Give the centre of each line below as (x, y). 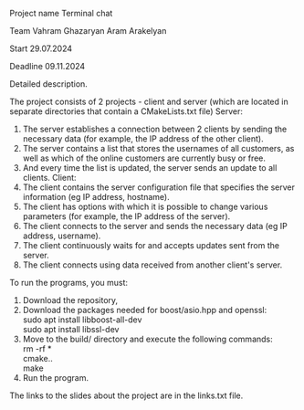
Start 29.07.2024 (41, 48)
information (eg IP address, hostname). (96, 197)
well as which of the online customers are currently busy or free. (144, 158)
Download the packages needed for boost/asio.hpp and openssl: (145, 310)
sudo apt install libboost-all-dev (82, 320)
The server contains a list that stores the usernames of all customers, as (158, 148)
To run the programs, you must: (69, 283)
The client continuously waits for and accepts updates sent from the (151, 245)
